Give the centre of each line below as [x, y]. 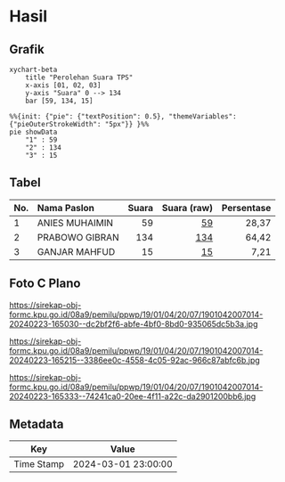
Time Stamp [39, 464]
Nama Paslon [66, 208]
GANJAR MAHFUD [76, 251]
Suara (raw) [187, 208]
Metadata [37, 425]
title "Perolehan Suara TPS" [79, 78]
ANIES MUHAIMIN [75, 223]
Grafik [27, 49]
